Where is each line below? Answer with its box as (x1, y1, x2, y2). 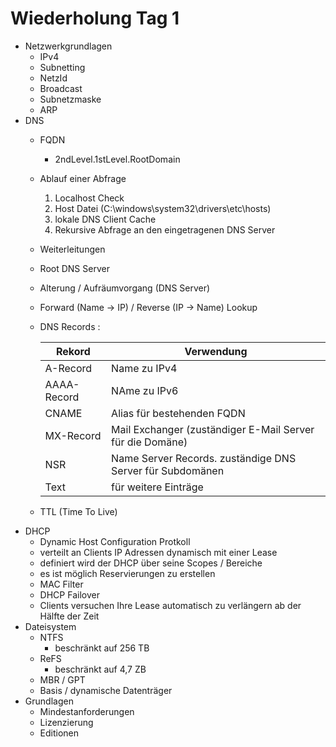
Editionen (39, 727, 80, 739)
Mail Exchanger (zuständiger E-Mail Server (111, 422, 315, 436)
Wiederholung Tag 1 (10, 7, 180, 30)
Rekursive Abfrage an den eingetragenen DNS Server (54, 223, 276, 236)
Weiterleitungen (39, 243, 106, 255)
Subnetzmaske (39, 93, 102, 105)
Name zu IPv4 (111, 361, 178, 375)
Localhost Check (54, 192, 125, 204)
